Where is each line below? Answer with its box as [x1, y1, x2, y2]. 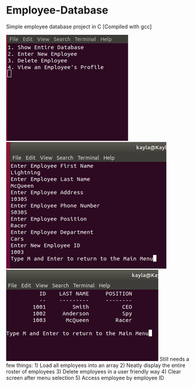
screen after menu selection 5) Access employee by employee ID [6, 374, 164, 381]
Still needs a [159, 355, 190, 362]
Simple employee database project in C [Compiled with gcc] [6, 23, 152, 30]
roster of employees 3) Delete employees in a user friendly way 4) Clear [6, 368, 181, 375]
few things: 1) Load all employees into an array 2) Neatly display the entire [6, 362, 186, 369]
